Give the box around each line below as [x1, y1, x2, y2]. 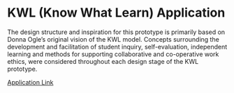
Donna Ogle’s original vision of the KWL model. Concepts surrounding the [7, 35, 220, 43]
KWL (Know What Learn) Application [7, 5, 226, 21]
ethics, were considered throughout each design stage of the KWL [7, 57, 199, 65]
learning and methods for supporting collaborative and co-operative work [7, 50, 219, 58]
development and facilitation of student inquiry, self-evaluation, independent [7, 42, 228, 51]
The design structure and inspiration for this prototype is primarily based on [7, 28, 226, 36]
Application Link [7, 78, 54, 86]
